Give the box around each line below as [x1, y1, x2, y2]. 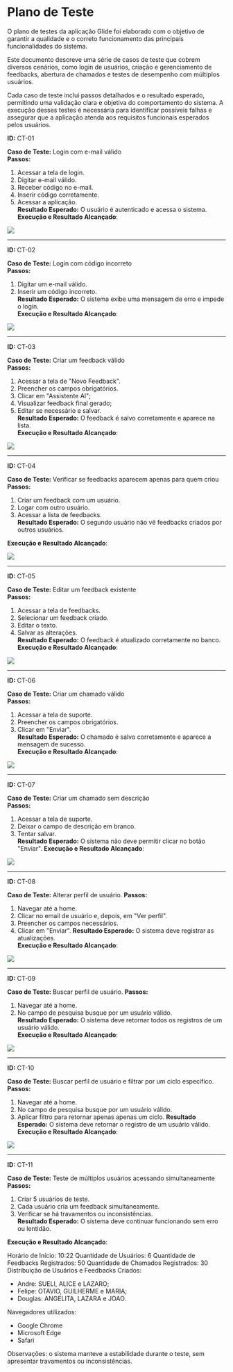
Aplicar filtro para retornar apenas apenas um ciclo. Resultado [17, 1113, 196, 1121]
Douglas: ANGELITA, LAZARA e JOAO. [17, 1294, 127, 1302]
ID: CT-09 [7, 974, 36, 982]
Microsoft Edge [17, 1328, 62, 1337]
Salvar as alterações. [17, 628, 78, 637]
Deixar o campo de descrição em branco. [17, 822, 137, 831]
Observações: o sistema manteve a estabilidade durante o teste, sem [7, 1349, 205, 1357]
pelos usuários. [7, 120, 51, 129]
